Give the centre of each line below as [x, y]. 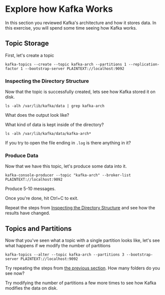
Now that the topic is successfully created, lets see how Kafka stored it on [81, 92]
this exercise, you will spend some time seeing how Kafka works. [71, 28]
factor [12, 68]
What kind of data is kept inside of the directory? [55, 125]
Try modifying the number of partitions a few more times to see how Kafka [81, 283]
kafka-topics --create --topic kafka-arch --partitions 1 [66, 64]
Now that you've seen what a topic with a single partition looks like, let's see [82, 240]
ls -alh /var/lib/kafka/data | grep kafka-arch [55, 106]
